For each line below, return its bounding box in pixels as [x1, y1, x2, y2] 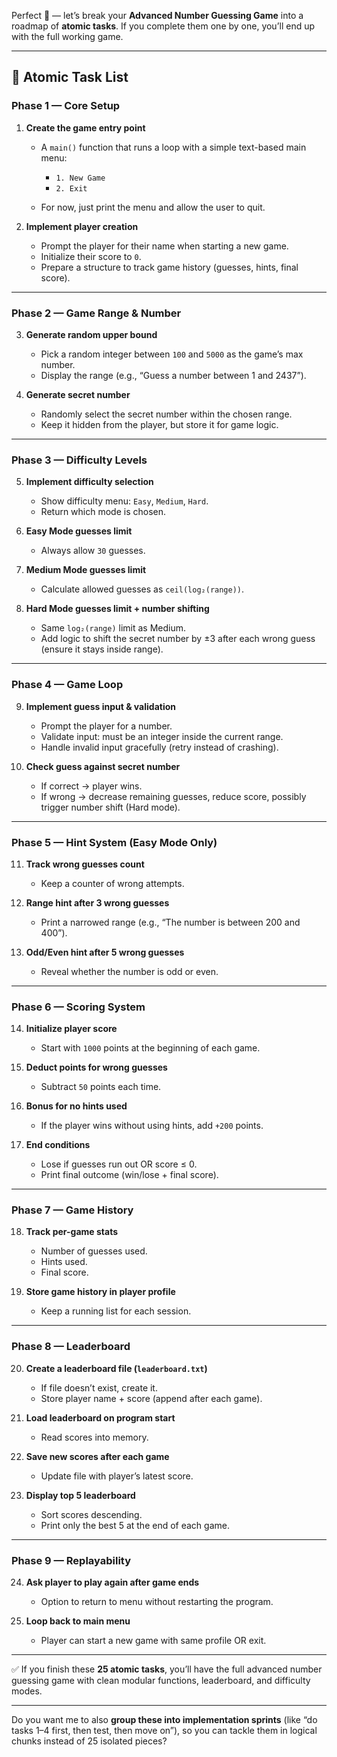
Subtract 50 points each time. [40, 1081, 162, 1093]
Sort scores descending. [40, 1508, 143, 1520]
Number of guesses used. [40, 1245, 148, 1257]
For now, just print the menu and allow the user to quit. [40, 201, 266, 213]
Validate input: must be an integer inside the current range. [40, 730, 284, 742]
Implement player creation [25, 220, 139, 232]
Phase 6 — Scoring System [11, 1000, 146, 1014]
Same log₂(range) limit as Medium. [40, 622, 186, 634]
